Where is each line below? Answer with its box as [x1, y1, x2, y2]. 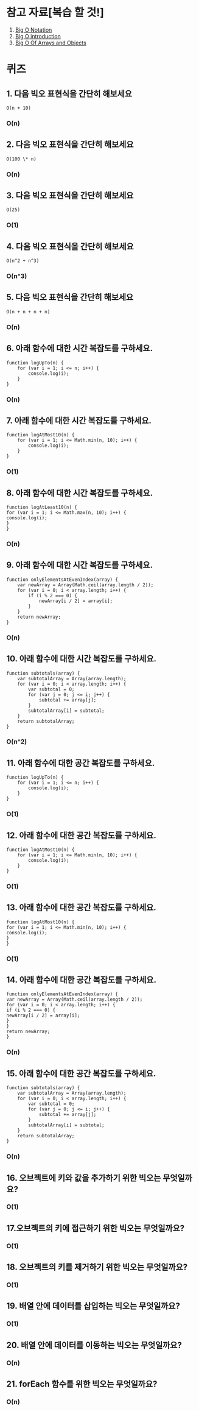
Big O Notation [15, 26, 52, 34]
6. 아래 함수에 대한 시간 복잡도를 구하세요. [6, 343, 153, 354]
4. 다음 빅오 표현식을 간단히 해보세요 [6, 241, 134, 252]
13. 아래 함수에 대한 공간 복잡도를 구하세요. [6, 903, 156, 913]
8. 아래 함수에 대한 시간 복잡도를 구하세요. [6, 488, 153, 498]
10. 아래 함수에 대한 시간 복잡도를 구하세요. [6, 653, 157, 664]
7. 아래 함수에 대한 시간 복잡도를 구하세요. [6, 415, 152, 425]
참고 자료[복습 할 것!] [6, 5, 105, 20]
